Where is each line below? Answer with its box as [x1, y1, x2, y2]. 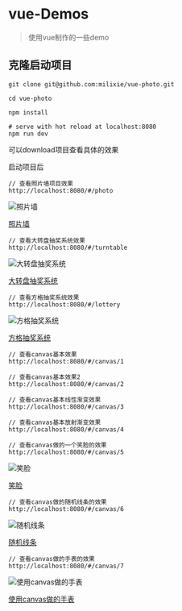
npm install [8, 108, 48, 117]
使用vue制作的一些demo [27, 32, 110, 42]
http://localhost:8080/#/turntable [8, 243, 128, 251]
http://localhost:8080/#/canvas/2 [8, 380, 125, 388]
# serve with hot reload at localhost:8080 [8, 123, 157, 131]
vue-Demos [8, 5, 89, 23]
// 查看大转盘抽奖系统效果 [8, 236, 86, 244]
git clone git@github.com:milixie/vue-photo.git [8, 80, 175, 89]
